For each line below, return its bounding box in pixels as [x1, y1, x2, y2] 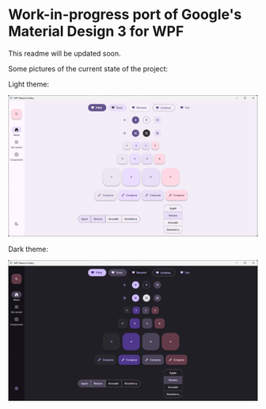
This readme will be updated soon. [8, 48, 121, 58]
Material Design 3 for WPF [8, 22, 184, 40]
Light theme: [8, 79, 50, 89]
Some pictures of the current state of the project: [8, 63, 169, 73]
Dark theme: [8, 244, 49, 254]
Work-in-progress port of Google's [8, 6, 242, 24]
